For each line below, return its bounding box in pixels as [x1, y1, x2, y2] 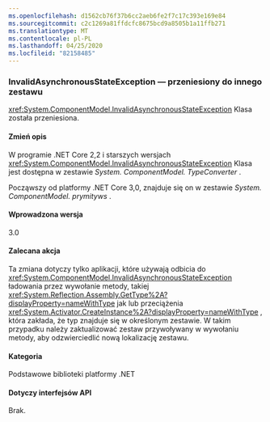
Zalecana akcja [8, 246, 61, 255]
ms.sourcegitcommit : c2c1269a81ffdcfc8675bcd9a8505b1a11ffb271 [8, 19, 226, 27]
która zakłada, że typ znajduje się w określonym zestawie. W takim [8, 315, 231, 325]
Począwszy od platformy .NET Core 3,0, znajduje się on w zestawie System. [8, 183, 262, 192]
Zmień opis [8, 131, 47, 141]
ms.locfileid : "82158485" [8, 49, 95, 57]
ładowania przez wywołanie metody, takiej [8, 281, 150, 291]
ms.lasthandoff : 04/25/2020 [8, 42, 103, 50]
